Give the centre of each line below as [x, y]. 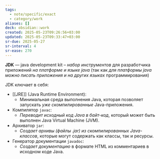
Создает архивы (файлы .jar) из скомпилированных [74, 131]
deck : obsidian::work [27, 28]
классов [29, 136]
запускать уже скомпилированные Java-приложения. [77, 105]
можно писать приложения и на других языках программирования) [77, 75]
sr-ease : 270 [18, 51]
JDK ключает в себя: [27, 84]
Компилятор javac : [32, 110]
